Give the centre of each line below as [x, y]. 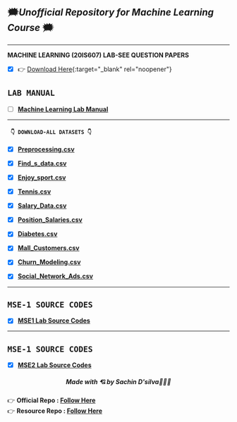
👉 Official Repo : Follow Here [51, 400]
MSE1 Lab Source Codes [54, 321]
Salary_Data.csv [42, 206]
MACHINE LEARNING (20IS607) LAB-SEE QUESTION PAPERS [98, 55]
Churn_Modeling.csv [49, 262]
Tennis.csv [34, 192]
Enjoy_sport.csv [42, 178]
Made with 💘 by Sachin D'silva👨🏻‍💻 [119, 381]
